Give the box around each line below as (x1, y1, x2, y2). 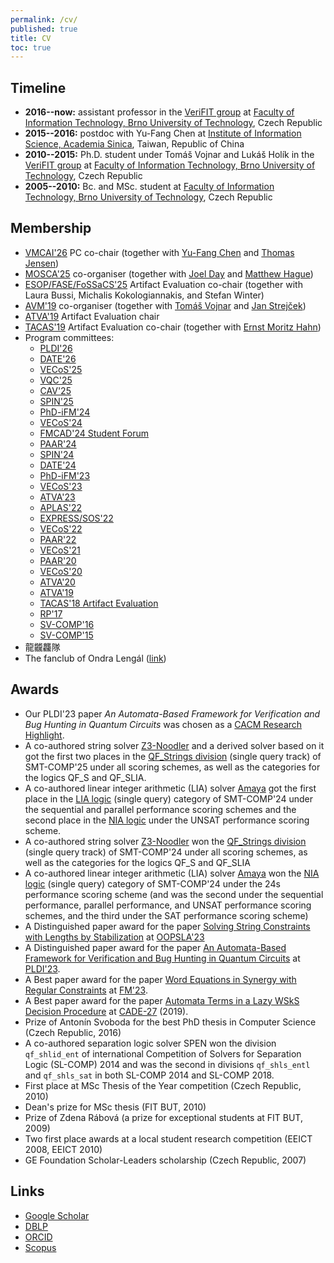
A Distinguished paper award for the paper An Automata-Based (24, 941, 287, 953)
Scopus (24, 1241, 57, 1253)
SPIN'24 (39, 448, 75, 460)
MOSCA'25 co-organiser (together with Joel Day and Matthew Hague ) (24, 267, 314, 280)
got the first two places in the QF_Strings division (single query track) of (24, 750, 322, 762)
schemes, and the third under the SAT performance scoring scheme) (24, 909, 309, 921)
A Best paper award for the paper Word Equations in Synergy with (24, 973, 297, 985)
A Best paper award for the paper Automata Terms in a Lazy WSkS (24, 994, 300, 1006)
